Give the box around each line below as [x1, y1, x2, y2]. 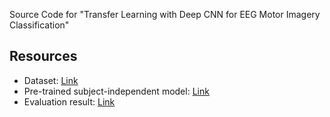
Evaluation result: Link [23, 95, 116, 108]
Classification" [9, 19, 70, 31]
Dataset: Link [23, 74, 79, 86]
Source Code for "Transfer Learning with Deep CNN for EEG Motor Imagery [9, 9, 321, 20]
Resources [9, 48, 78, 65]
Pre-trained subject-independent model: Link [23, 85, 210, 97]
